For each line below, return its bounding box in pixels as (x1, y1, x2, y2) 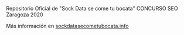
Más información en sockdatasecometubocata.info (6, 23, 129, 29)
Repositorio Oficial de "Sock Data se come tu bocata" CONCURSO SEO (6, 5, 178, 12)
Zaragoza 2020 (6, 11, 43, 18)
